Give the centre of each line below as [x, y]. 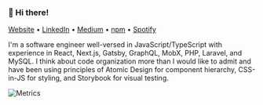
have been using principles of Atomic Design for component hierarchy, [122, 70]
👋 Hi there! [29, 13]
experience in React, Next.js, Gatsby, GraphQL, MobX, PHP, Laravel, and [125, 53]
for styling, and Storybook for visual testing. [98, 78]
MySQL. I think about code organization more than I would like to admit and [130, 61]
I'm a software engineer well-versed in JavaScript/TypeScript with [115, 45]
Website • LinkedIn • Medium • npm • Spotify [82, 30]
